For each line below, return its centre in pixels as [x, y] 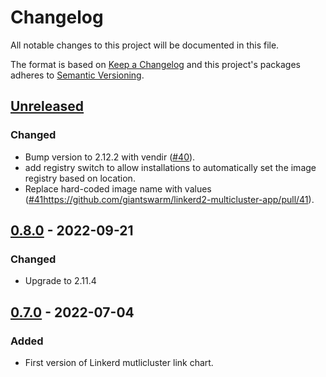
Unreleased [47, 106]
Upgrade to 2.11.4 [60, 281]
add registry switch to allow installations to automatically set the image [170, 167]
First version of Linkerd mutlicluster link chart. [119, 362]
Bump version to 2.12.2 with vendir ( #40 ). [110, 157]
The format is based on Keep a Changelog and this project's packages [155, 64]
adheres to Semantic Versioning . [77, 75]
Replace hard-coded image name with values [118, 188]
